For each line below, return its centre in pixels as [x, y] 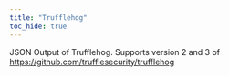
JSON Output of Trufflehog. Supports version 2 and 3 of [115, 52]
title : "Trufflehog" [49, 18]
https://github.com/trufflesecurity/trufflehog [92, 62]
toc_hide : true [38, 26]
